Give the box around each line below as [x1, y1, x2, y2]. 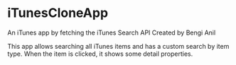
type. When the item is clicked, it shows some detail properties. [7, 49, 193, 58]
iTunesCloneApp [7, 5, 109, 21]
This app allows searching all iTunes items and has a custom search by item [7, 42, 230, 50]
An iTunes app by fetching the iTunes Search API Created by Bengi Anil [7, 28, 216, 37]
